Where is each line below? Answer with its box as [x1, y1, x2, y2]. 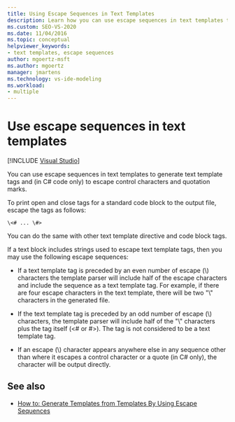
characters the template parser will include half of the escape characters [17, 274, 227, 282]
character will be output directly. [17, 360, 111, 369]
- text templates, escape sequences [7, 50, 114, 57]
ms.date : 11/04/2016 [7, 29, 68, 37]
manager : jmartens [7, 69, 61, 76]
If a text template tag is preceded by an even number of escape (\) [17, 267, 210, 275]
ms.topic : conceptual [7, 36, 71, 43]
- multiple [7, 88, 39, 95]
